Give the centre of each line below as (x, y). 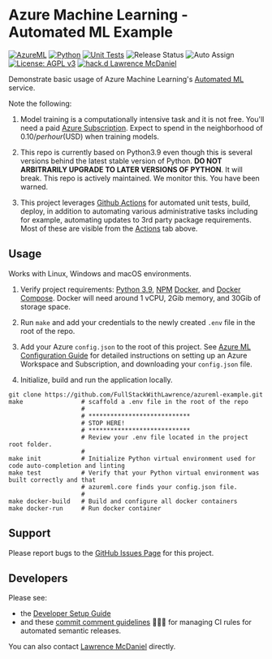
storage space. (45, 306)
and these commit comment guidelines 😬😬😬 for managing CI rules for (136, 622)
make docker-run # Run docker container (85, 508)
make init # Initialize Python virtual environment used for (132, 458)
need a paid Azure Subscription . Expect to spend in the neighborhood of (142, 128)
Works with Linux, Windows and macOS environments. (100, 273)
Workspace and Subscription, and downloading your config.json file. (136, 364)
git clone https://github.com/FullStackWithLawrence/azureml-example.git (136, 395)
